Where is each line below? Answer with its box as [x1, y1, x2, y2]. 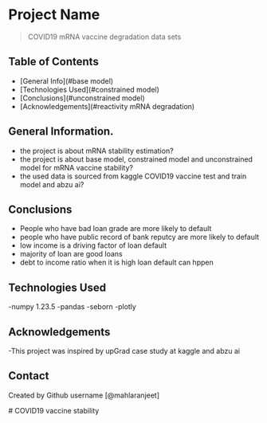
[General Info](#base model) [19, 76, 114, 85]
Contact [8, 369, 49, 383]
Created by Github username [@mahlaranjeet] [8, 390, 160, 400]
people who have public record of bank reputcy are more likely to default [19, 233, 260, 242]
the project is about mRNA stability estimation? [19, 146, 174, 155]
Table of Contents [8, 55, 100, 69]
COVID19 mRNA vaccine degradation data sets [27, 32, 182, 41]
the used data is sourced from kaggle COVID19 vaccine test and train [19, 171, 247, 181]
